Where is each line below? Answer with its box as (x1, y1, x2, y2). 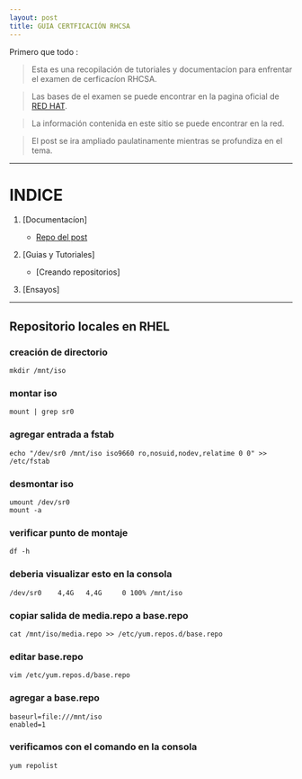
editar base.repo (9, 650, 84, 663)
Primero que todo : (9, 46, 79, 57)
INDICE (9, 185, 64, 205)
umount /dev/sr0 (9, 498, 70, 507)
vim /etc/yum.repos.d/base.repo (9, 671, 130, 680)
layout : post (9, 13, 58, 23)
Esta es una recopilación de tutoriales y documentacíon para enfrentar (31, 64, 293, 75)
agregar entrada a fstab (9, 429, 115, 441)
